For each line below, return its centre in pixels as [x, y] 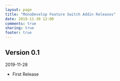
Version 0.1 [22, 53]
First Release [25, 74]
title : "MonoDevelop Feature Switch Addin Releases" [60, 14]
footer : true [19, 33]
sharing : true [20, 28]
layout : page [19, 10]
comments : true [21, 23]
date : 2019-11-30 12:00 [30, 19]
